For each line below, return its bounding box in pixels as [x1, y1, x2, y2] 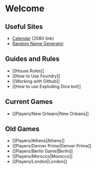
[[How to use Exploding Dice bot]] [12, 83, 81, 89]
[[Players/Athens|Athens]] [12, 138, 65, 144]
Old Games [5, 125, 40, 133]
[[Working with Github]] [12, 78, 60, 84]
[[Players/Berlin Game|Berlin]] [12, 148, 73, 154]
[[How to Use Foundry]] [12, 73, 60, 79]
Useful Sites [5, 23, 43, 31]
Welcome [5, 3, 45, 14]
